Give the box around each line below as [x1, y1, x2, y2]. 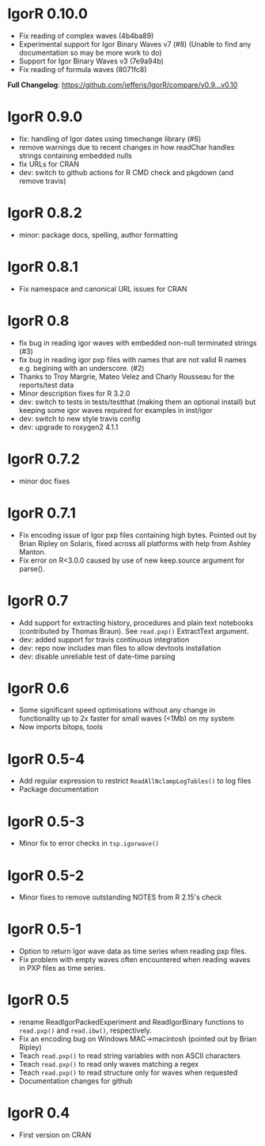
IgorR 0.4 [7, 1104, 70, 1122]
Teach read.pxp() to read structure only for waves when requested [18, 1068, 238, 1078]
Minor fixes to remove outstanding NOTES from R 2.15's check [18, 892, 222, 902]
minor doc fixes [18, 476, 70, 486]
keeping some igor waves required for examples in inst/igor [18, 405, 213, 414]
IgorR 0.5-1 [7, 920, 82, 938]
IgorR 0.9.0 [7, 108, 83, 126]
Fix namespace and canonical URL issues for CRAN [18, 284, 187, 293]
